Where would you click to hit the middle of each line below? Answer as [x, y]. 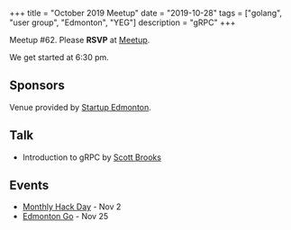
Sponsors [37, 86]
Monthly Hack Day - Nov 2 [72, 207]
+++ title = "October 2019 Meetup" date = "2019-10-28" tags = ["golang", [145, 13]
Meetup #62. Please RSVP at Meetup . [80, 40]
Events [29, 186]
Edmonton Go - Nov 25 [65, 217]
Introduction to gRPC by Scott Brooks [92, 157]
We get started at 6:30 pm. [59, 57]
